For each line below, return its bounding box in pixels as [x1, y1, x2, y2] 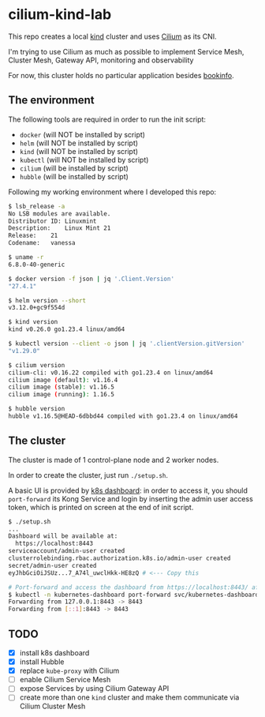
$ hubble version [8, 405, 65, 413]
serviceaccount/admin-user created [8, 547, 125, 555]
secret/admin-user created [8, 561, 97, 569]
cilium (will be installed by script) [19, 163, 129, 173]
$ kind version [8, 318, 58, 326]
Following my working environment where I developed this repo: [8, 187, 217, 197]
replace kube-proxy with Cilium [19, 666, 120, 676]
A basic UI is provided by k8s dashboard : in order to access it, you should [8, 486, 248, 495]
